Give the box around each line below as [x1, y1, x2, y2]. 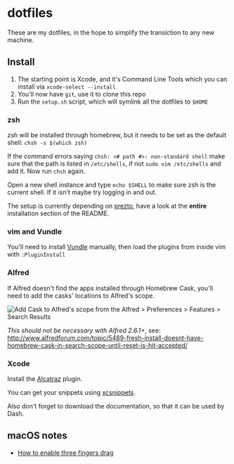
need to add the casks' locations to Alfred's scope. [7, 291, 155, 300]
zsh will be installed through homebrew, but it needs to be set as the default [7, 131, 227, 139]
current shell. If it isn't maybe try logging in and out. [7, 188, 157, 196]
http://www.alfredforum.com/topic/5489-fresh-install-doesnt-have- [7, 333, 204, 342]
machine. [7, 35, 34, 44]
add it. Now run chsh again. [7, 167, 86, 175]
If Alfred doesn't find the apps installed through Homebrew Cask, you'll [7, 284, 213, 292]
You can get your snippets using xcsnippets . [7, 388, 136, 396]
